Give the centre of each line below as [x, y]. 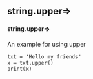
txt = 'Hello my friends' [44, 57]
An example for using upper [46, 44]
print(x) [20, 69]
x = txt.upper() [30, 63]
